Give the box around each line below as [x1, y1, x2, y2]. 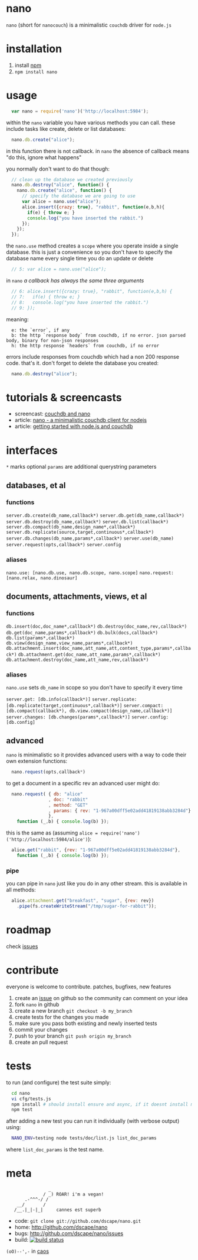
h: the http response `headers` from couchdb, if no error [11, 343, 160, 349]
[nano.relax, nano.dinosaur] [6, 575, 78, 581]
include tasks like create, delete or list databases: [6, 125, 126, 132]
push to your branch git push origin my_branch [14, 1032, 131, 1039]
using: [6, 1124, 21, 1131]
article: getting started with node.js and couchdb [14, 423, 133, 430]
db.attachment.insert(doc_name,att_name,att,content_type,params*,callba [6, 645, 192, 651]
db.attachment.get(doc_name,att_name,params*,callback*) [18, 652, 161, 658]
